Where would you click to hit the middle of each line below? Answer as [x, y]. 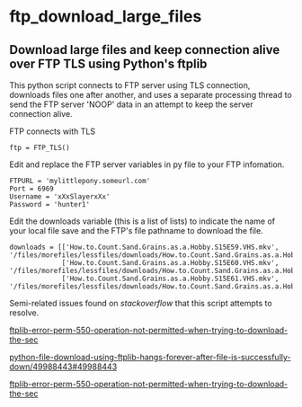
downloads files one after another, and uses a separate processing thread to [151, 95]
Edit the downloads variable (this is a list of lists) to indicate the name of [142, 221]
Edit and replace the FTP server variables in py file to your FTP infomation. [147, 164]
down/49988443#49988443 [63, 367]
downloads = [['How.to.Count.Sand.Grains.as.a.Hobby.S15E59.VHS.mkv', [144, 247]
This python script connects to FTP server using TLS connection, [130, 85]
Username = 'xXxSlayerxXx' [60, 197]
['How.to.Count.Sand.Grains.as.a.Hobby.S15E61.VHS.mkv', [170, 279]
